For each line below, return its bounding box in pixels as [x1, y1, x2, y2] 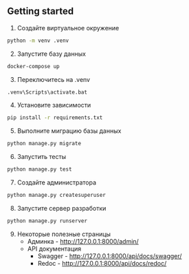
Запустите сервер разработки [16, 204, 107, 212]
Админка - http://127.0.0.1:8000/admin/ [27, 237, 139, 245]
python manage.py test [7, 166, 72, 173]
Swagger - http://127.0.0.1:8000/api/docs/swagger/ [37, 251, 182, 260]
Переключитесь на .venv [16, 75, 91, 83]
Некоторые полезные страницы [16, 230, 111, 238]
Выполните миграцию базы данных [16, 127, 122, 135]
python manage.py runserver [7, 217, 88, 224]
